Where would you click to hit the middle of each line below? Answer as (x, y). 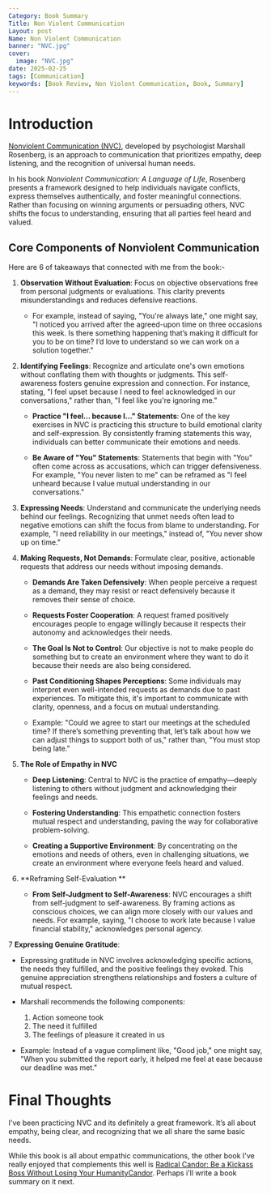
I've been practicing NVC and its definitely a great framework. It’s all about (132, 1123)
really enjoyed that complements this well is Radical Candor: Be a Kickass (131, 1165)
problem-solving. (61, 830)
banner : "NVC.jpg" (39, 46)
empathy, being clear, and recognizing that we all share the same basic (127, 1132)
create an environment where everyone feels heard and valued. (138, 863)
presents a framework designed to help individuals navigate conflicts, (124, 188)
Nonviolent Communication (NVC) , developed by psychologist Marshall (127, 146)
